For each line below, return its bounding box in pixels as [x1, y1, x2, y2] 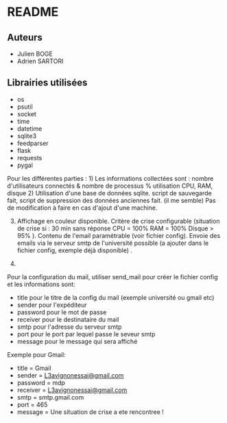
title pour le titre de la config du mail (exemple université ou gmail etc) [16, 293, 215, 301]
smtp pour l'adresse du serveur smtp [16, 323, 122, 331]
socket [16, 109, 36, 118]
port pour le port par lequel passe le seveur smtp [16, 329, 156, 338]
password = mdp [16, 378, 65, 387]
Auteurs [7, 32, 43, 43]
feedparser [16, 139, 49, 147]
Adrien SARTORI [16, 57, 64, 65]
